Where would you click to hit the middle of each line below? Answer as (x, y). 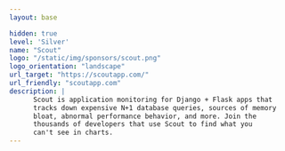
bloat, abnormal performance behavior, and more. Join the (144, 116)
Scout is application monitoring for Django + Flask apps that (153, 99)
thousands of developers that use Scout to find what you (142, 124)
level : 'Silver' (39, 42)
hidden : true (33, 33)
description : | (37, 91)
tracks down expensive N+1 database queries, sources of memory (155, 107)
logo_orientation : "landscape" (67, 67)
